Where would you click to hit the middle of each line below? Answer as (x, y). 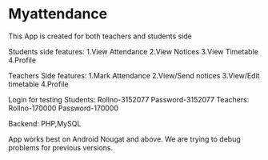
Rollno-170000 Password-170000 (63, 108)
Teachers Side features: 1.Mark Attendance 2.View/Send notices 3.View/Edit (134, 75)
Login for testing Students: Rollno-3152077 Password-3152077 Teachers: (129, 99)
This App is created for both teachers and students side (100, 36)
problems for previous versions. (61, 147)
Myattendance (58, 14)
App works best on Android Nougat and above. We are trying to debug (125, 139)
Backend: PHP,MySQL (45, 123)
